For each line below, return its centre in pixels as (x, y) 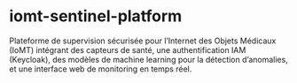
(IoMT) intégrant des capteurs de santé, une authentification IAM (128, 49)
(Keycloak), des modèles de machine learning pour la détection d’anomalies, (148, 59)
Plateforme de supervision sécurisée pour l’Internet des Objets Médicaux (143, 41)
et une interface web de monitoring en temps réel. (101, 69)
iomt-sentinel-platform (96, 16)
